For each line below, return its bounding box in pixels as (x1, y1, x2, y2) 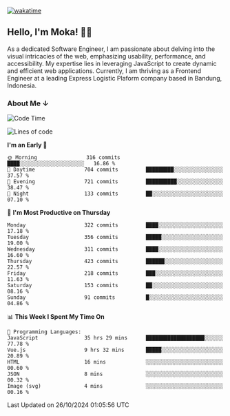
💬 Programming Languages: (7, 329, 81, 335)
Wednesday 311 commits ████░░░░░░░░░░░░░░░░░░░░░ (7, 246, 224, 253)
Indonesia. (7, 81, 37, 90)
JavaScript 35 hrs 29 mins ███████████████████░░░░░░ (7, 335, 224, 342)
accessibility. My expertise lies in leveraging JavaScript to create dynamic (7, 59, 217, 67)
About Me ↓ (7, 98, 50, 108)
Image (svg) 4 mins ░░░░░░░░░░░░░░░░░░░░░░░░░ (7, 383, 224, 390)
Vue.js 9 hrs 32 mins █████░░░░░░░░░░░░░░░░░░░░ (7, 346, 224, 354)
